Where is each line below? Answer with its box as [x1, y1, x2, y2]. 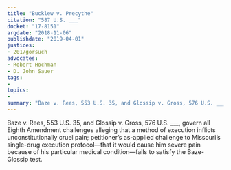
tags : [7, 74, 23, 81]
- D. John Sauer [7, 67, 54, 74]
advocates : [7, 55, 38, 62]
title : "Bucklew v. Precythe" [7, 10, 94, 17]
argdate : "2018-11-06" [7, 29, 72, 36]
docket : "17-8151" [7, 23, 60, 30]
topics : [7, 87, 30, 94]
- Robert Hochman [7, 61, 57, 68]
